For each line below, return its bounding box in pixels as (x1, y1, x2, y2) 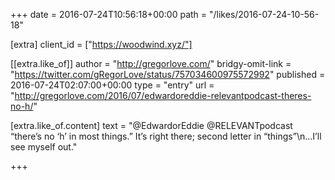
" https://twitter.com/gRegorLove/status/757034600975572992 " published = (10, 69, 326, 80)
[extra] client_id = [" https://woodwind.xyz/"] (10, 39, 193, 50)
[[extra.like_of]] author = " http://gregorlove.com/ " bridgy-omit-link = (10, 58, 292, 69)
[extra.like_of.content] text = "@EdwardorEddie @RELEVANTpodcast (10, 120, 293, 131)
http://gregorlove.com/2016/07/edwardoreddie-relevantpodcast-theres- (14, 90, 312, 101)
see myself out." (10, 141, 78, 153)
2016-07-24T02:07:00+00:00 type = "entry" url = (10, 79, 215, 91)
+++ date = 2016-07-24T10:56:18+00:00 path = (10, 9, 208, 20)
